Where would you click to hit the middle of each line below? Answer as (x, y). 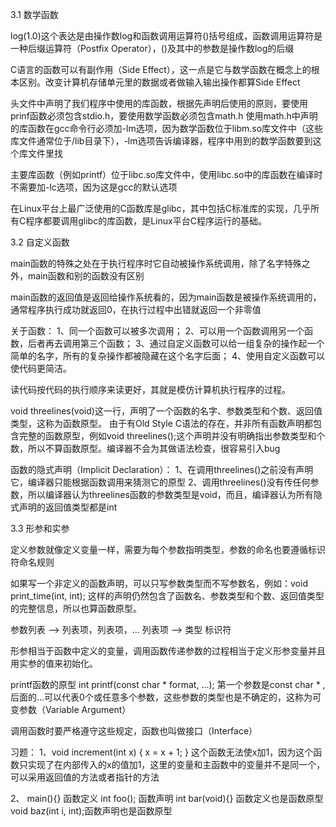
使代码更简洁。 (41, 368)
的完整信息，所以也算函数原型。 (76, 608)
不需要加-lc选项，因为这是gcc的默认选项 (94, 187)
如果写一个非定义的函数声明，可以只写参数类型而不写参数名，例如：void (159, 583)
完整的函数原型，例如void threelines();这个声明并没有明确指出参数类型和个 (172, 436)
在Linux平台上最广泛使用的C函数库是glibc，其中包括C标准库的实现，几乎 (160, 208)
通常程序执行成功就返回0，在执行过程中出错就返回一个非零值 (136, 309)
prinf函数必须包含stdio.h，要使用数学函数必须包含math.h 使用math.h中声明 (164, 116)
